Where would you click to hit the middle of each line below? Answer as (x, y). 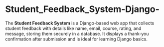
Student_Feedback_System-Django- (82, 9)
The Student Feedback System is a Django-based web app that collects (80, 23)
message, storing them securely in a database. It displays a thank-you (77, 33)
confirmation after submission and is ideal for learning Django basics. (77, 39)
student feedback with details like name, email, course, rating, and (73, 28)
